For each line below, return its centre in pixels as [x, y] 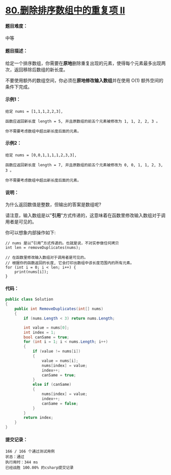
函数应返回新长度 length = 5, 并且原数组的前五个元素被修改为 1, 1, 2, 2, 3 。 [83, 121]
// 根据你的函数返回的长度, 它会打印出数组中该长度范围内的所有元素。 [70, 263]
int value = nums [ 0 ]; [47, 328]
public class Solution [29, 299]
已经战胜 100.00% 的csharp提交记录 [39, 468]
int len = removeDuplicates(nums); [43, 248]
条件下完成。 [19, 87]
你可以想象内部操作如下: [31, 233]
